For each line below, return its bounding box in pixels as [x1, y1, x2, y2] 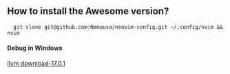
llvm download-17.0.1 [7, 60, 65, 68]
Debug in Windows [7, 44, 63, 52]
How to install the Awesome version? [7, 5, 169, 17]
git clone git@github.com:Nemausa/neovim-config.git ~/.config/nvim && [13, 23, 224, 30]
